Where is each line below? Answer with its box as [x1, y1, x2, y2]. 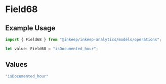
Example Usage [5, 24, 56, 32]
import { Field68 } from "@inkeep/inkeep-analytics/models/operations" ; [5, 37, 162, 42]
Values [5, 60, 28, 69]
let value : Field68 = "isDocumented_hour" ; [5, 46, 99, 51]
